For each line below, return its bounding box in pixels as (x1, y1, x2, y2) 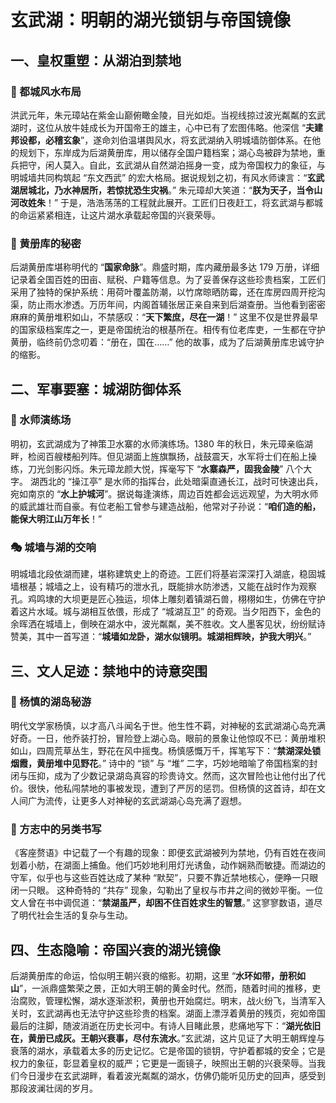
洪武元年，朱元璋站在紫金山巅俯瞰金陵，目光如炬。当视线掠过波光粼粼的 (10, 109, 308, 121)
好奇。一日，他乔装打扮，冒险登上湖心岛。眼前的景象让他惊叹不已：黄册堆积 (10, 732, 326, 744)
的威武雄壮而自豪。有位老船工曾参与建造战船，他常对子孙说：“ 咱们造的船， (10, 500, 322, 512)
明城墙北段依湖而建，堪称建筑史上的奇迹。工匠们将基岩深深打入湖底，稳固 (10, 568, 317, 580)
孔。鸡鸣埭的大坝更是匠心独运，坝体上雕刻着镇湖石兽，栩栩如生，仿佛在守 (10, 593, 317, 605)
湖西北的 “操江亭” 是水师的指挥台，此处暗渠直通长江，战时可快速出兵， (29, 475, 324, 487)
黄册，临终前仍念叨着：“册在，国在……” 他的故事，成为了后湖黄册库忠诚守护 (10, 336, 325, 348)
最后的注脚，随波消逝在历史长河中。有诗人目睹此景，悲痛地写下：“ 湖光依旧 (10, 1019, 322, 1031)
